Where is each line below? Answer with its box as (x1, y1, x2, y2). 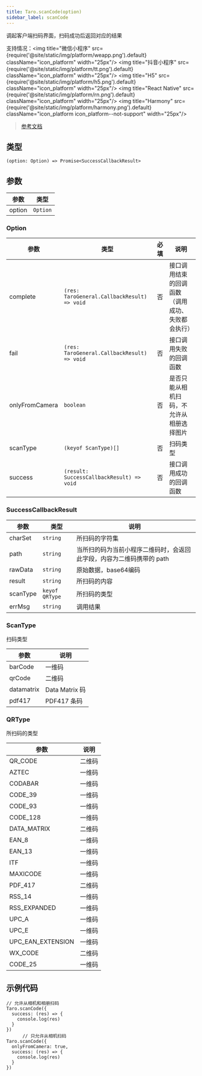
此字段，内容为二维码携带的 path (76, 554, 170, 563)
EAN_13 (9, 847, 32, 855)
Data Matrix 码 (45, 686, 86, 694)
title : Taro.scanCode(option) (6, 8, 82, 15)
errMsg (9, 602, 30, 610)
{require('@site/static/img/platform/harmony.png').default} (6, 104, 152, 111)
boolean (64, 402, 86, 408)
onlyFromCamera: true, (11, 1043, 69, 1050)
